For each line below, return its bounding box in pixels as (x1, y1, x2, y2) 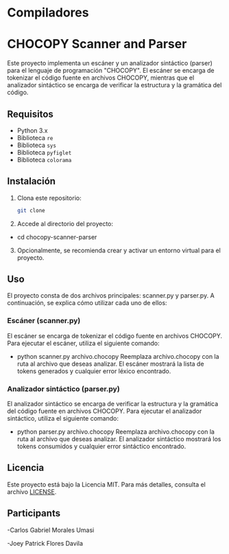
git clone (16, 207, 46, 214)
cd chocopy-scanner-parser (16, 232, 97, 241)
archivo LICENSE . (7, 487, 57, 496)
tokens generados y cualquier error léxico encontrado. (16, 366, 171, 375)
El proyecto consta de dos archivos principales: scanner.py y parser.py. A (7, 291, 215, 300)
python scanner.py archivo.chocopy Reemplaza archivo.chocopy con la (16, 352, 219, 360)
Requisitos (7, 108, 53, 120)
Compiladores (7, 5, 89, 21)
